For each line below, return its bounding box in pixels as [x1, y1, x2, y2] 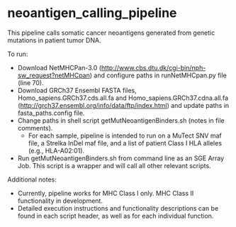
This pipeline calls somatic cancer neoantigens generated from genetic [7, 28, 215, 37]
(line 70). [17, 78, 44, 87]
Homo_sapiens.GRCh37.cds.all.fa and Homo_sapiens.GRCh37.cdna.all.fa [17, 94, 229, 102]
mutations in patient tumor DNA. [7, 35, 101, 44]
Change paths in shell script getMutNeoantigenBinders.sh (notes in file [17, 116, 225, 125]
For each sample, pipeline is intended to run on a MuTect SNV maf [28, 131, 222, 140]
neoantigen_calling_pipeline [7, 5, 177, 21]
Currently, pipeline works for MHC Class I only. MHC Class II [17, 189, 194, 197]
